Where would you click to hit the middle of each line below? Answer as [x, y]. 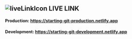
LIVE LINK [64, 9]
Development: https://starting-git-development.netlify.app [66, 31]
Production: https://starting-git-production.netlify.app [61, 20]
